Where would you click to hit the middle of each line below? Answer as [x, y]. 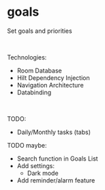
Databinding [34, 92]
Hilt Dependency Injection [53, 78]
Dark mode [43, 173]
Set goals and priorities [40, 31]
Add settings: [35, 165]
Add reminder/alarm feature [56, 180]
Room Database [40, 70]
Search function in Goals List [57, 159]
